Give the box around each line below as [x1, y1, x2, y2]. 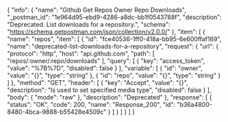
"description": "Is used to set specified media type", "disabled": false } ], [7, 86, 212, 94]
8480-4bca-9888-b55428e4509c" [7, 108, 107, 116]
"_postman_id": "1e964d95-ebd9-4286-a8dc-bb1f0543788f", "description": [7, 13, 223, 21]
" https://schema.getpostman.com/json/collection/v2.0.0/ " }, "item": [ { [7, 27, 205, 36]
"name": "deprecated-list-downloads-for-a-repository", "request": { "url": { [7, 42, 219, 50]
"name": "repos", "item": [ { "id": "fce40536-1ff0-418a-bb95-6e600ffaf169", [7, 35, 222, 43]
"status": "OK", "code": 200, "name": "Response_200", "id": [7, 101, 176, 108]
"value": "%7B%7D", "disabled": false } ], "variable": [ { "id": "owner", [7, 64, 203, 72]
